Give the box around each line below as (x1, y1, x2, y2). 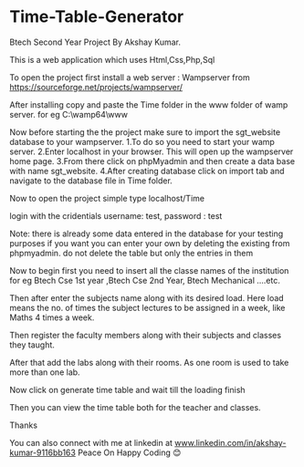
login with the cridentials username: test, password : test (9, 210, 223, 221)
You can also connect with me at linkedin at (9, 437, 173, 448)
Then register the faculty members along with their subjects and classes (9, 329, 281, 340)
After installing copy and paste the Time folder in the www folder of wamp (9, 99, 288, 110)
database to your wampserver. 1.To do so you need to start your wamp (9, 136, 276, 147)
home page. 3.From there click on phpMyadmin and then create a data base (9, 155, 295, 166)
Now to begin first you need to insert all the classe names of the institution (9, 265, 289, 275)
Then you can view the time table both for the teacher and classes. (9, 401, 262, 412)
